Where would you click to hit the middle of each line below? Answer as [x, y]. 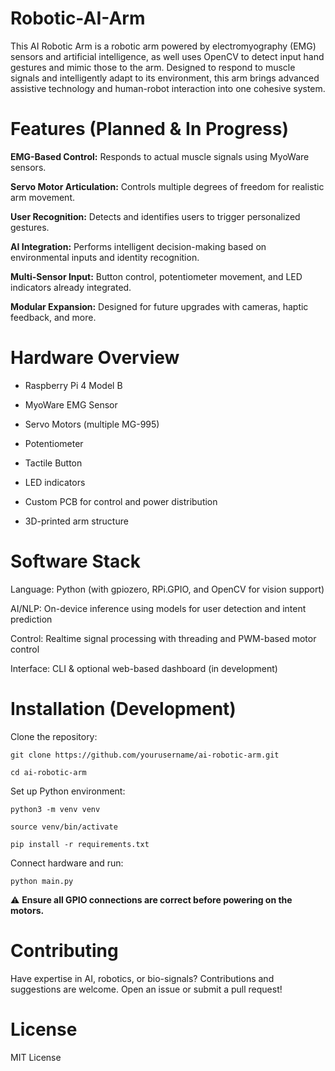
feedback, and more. [53, 317]
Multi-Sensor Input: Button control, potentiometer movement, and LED [156, 276]
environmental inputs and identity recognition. [105, 257]
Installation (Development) [123, 708]
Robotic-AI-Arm [78, 18]
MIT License [36, 1057]
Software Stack [76, 561]
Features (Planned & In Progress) [150, 129]
